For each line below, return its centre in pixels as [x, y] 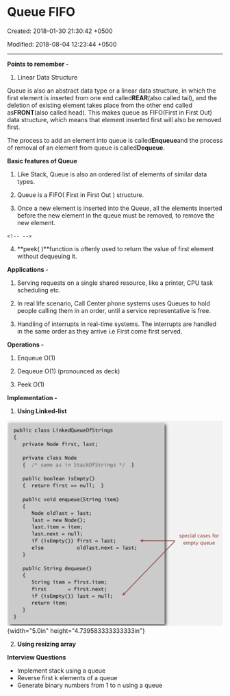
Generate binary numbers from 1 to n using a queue [90, 685]
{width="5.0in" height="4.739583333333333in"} [76, 631]
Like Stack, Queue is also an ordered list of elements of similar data [112, 174]
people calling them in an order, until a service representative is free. [114, 310]
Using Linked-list [42, 411]
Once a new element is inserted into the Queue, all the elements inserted [119, 208]
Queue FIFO [41, 12]
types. [26, 181]
